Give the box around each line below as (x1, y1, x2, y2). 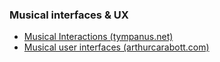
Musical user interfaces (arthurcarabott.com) (23, 41, 210, 53)
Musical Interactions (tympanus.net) (23, 31, 174, 43)
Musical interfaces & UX (9, 8, 129, 22)
